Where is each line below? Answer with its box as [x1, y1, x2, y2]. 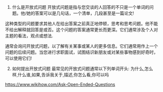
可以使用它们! [5, 55, 33, 61]
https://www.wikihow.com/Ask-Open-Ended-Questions [5, 82, 115, 87]
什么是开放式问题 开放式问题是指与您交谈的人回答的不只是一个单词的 [12, 4, 149, 10]
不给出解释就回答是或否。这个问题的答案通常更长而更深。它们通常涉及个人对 [5, 27, 158, 33]
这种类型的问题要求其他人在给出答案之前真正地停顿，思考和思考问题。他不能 [5, 21, 158, 26]
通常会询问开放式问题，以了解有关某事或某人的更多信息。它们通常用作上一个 [5, 43, 158, 49]
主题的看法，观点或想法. [5, 33, 53, 38]
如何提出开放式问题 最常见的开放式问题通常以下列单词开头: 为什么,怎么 [12, 66, 153, 72]
